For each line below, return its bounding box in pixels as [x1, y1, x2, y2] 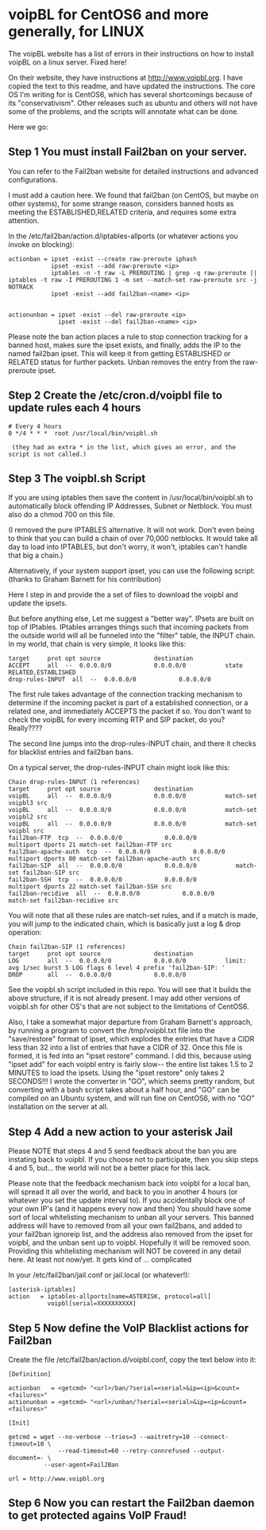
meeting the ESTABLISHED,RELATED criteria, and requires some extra [8, 207, 237, 217]
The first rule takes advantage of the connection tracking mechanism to [8, 689, 243, 699]
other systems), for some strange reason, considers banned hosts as [8, 198, 234, 208]
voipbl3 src [8, 799, 48, 807]
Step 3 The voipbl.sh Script [8, 472, 146, 485]
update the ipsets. [8, 598, 67, 608]
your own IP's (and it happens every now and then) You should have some [8, 1204, 252, 1214]
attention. [8, 215, 40, 225]
